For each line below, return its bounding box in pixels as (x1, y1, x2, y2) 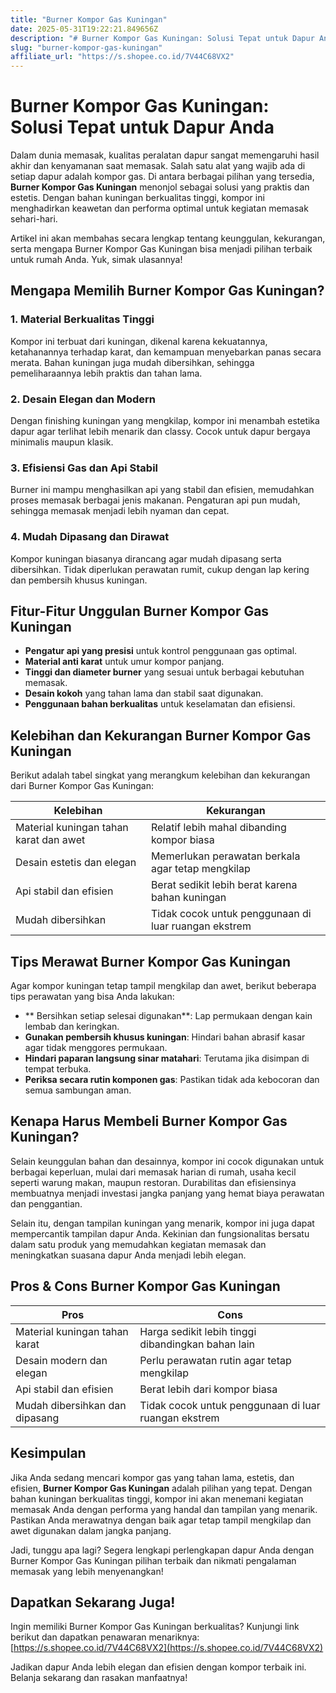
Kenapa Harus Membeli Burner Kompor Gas (10, 1113, 288, 1130)
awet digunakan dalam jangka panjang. (10, 1524, 172, 1536)
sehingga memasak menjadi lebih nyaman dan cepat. (10, 505, 230, 517)
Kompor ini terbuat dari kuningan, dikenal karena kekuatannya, (10, 335, 268, 347)
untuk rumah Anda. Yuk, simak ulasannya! (10, 254, 183, 266)
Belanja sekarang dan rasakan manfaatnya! (10, 1672, 188, 1684)
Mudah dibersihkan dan (15, 1398, 127, 1412)
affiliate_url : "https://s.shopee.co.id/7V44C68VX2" (10, 52, 235, 62)
